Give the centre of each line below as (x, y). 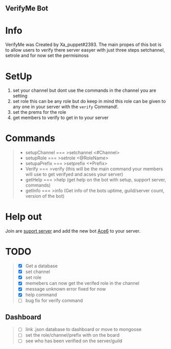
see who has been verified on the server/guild (74, 341)
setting (20, 96)
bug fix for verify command (54, 301)
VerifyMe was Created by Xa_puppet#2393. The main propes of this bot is (83, 45)
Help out (24, 217)
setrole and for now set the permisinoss (47, 55)
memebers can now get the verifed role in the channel (82, 283)
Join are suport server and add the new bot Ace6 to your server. (73, 231)
